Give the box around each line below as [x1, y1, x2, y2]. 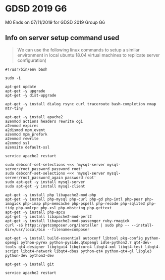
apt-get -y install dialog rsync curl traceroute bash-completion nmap [5, 101, 156, 106]
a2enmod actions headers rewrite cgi [5, 119, 83, 124]
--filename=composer [47, 227, 90, 232]
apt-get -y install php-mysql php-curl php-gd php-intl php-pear [5, 196, 143, 202]
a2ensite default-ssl [5, 144, 50, 150]
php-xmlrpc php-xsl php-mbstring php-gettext [16, 205, 112, 210]
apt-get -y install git [5, 262, 55, 267]
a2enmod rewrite [5, 136, 39, 141]
